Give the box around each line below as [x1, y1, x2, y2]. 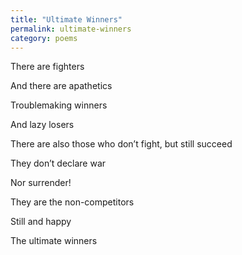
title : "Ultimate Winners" [10, 14, 123, 25]
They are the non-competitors [10, 196, 135, 208]
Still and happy [10, 216, 72, 228]
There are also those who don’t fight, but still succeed [10, 138, 233, 150]
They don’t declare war [10, 157, 107, 170]
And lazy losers [10, 119, 75, 131]
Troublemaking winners [10, 99, 108, 111]
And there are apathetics [10, 80, 113, 92]
